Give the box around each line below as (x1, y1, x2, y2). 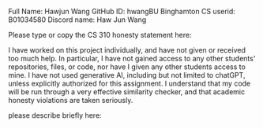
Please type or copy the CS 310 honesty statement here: (8, 31, 192, 39)
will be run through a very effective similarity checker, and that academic (8, 87, 246, 97)
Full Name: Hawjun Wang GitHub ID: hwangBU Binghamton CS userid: (8, 7, 235, 16)
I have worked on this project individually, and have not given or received (8, 46, 246, 54)
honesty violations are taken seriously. (8, 96, 133, 104)
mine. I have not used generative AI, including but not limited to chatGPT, (8, 71, 246, 79)
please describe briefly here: (8, 111, 102, 120)
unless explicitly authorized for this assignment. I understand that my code (8, 79, 251, 88)
